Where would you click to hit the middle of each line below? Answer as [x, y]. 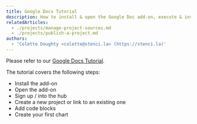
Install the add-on [36, 83]
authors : [17, 39]
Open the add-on [35, 89]
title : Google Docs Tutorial [42, 11]
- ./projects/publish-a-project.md [55, 33]
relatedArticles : [27, 22]
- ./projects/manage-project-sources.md [61, 28]
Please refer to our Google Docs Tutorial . [55, 61]
